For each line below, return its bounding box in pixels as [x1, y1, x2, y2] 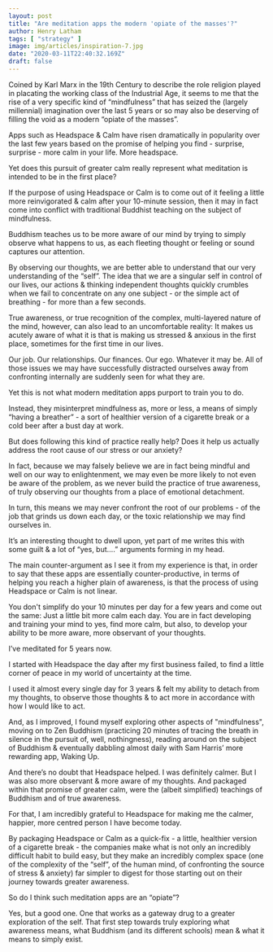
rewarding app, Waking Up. [8, 751, 100, 761]
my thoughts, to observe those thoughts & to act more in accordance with [8, 692, 255, 702]
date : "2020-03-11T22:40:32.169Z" [8, 50, 126, 58]
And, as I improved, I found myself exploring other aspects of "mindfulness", [8, 717, 264, 726]
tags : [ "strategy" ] [8, 34, 82, 43]
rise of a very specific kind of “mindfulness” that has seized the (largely [8, 97, 249, 107]
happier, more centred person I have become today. [8, 818, 182, 827]
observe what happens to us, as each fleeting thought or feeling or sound [8, 238, 255, 248]
